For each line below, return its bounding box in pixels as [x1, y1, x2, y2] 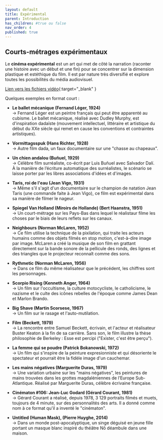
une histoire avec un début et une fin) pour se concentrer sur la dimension [5, 66, 154, 72]
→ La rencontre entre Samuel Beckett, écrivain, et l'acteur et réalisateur [12, 325, 156, 331]
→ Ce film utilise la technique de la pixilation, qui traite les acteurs [12, 230, 144, 236]
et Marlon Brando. [12, 295, 49, 301]
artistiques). [12, 130, 36, 137]
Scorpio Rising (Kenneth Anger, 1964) [12, 280, 91, 286]
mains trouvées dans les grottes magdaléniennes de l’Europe [12, 375, 135, 381]
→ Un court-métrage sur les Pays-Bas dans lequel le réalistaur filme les [12, 210, 156, 216]
